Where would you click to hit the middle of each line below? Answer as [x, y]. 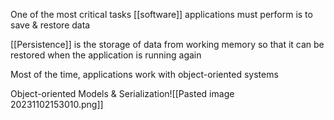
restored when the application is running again [106, 55]
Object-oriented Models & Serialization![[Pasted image [122, 93]
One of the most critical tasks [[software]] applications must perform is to [161, 14]
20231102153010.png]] [57, 104]
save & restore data [50, 25]
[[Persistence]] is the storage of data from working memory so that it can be [167, 44]
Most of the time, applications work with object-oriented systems [144, 74]
